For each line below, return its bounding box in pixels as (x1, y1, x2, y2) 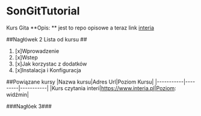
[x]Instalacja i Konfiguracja (14, 66, 81, 73)
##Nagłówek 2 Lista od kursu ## (6, 35, 87, 43)
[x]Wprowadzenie (14, 47, 60, 55)
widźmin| (6, 91, 29, 98)
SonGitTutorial (6, 4, 80, 18)
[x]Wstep (14, 53, 38, 61)
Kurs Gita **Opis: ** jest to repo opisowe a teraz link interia (6, 24, 155, 31)
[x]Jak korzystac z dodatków (14, 60, 87, 67)
